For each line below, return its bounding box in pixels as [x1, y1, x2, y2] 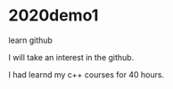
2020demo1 [8, 5, 99, 26]
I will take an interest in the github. [8, 52, 135, 62]
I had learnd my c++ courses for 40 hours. [8, 69, 165, 80]
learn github [8, 35, 53, 45]
